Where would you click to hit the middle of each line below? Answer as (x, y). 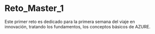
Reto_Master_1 (34, 8)
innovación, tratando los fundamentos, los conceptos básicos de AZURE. (78, 26)
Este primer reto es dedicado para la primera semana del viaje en (70, 22)
